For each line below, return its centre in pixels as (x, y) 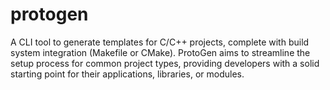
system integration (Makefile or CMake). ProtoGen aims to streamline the (160, 52)
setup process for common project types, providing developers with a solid (165, 63)
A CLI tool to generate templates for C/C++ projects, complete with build (160, 42)
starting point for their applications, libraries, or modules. (127, 74)
